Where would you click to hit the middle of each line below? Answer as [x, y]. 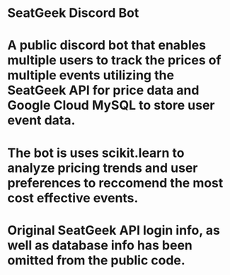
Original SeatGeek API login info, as [114, 230]
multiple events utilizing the [91, 75]
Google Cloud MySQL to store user [111, 106]
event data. [41, 121]
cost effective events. [73, 198]
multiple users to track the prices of [114, 60]
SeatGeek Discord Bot [73, 13]
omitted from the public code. [96, 260]
